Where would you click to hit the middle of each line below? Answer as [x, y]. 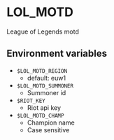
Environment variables [57, 54]
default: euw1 [47, 78]
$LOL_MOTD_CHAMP [40, 115]
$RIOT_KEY [31, 101]
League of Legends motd [43, 31]
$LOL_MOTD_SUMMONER [45, 86]
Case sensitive [48, 129]
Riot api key [44, 107]
